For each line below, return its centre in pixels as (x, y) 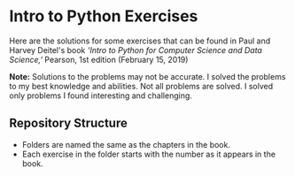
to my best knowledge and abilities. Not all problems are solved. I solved (141, 86)
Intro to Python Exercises (104, 16)
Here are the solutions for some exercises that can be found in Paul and (140, 41)
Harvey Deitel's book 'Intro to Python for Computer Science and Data (136, 50)
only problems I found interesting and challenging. (101, 96)
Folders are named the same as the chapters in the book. (126, 144)
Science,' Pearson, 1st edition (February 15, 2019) (99, 59)
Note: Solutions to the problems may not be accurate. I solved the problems (147, 76)
